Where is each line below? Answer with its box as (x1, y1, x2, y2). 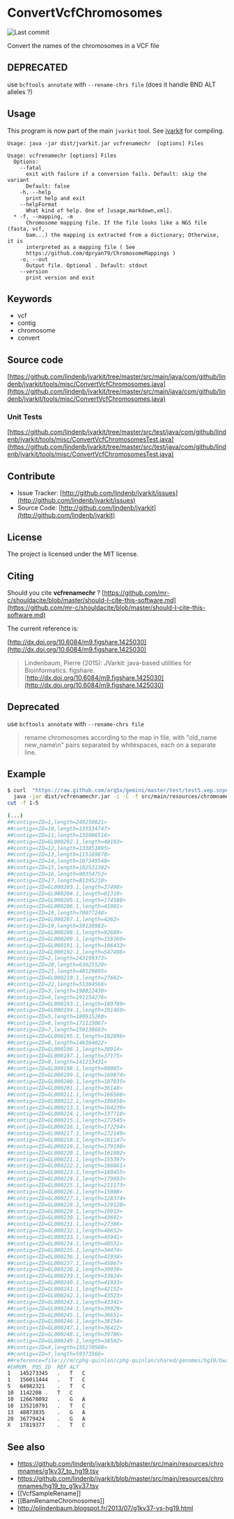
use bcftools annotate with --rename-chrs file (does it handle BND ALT (7, 80, 216, 89)
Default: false (25, 183, 70, 190)
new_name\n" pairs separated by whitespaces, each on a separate (24, 741, 216, 749)
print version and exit (25, 274, 95, 281)
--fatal (19, 164, 42, 172)
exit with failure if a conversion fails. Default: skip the (25, 170, 208, 177)
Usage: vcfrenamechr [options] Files (7, 152, 117, 159)
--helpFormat (19, 201, 58, 208)
